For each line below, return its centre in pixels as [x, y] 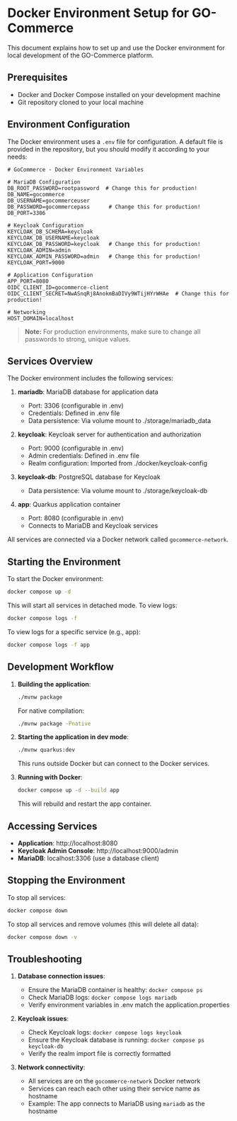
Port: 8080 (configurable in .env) [76, 518]
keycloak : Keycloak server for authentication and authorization [109, 434]
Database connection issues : [61, 976]
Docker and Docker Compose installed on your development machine [119, 94]
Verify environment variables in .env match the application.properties [129, 1005]
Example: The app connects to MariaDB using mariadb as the [116, 1104]
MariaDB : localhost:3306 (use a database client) [88, 858]
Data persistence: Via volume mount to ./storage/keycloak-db [118, 491]
